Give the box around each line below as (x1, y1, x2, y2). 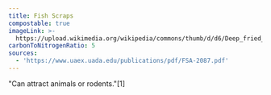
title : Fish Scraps (8, 11, 74, 20)
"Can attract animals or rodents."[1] (8, 78, 126, 89)
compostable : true (8, 19, 70, 27)
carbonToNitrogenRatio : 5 (8, 42, 95, 50)
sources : (8, 49, 38, 57)
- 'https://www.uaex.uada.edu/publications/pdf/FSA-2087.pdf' (15, 57, 229, 65)
